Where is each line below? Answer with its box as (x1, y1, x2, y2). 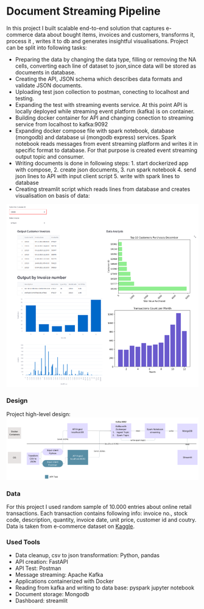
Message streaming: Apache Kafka (15, 571, 104, 578)
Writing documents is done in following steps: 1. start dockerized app (15, 159, 189, 167)
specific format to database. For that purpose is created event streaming (15, 146, 198, 154)
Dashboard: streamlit (15, 597, 68, 605)
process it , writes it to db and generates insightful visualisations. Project (6, 37, 189, 45)
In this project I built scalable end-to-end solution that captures (6, 24, 165, 32)
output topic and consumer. (15, 153, 85, 160)
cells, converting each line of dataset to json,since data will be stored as (15, 62, 197, 70)
